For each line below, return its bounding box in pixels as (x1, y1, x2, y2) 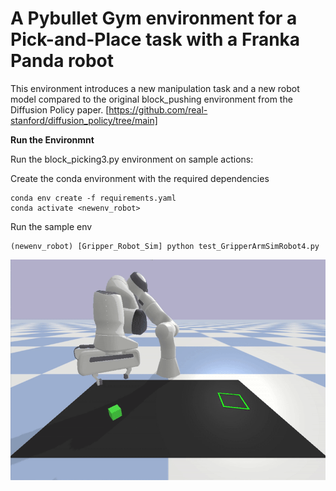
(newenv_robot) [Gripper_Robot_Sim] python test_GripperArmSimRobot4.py (10, 241, 320, 251)
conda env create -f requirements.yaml (10, 193, 177, 203)
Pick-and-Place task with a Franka (10, 28, 301, 51)
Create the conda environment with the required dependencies (10, 172, 270, 184)
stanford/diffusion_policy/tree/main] (10, 114, 158, 126)
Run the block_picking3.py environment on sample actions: (10, 153, 254, 165)
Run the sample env (10, 220, 93, 232)
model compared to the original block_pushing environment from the (10, 93, 293, 105)
